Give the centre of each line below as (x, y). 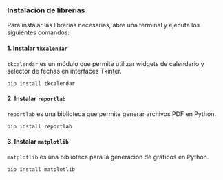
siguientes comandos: (39, 32)
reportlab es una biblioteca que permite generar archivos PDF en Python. (112, 114)
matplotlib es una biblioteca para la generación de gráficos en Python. (108, 157)
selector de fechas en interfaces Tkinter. (65, 71)
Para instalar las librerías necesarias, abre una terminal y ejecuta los (104, 25)
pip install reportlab (40, 126)
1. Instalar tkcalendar (37, 48)
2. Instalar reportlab (36, 99)
